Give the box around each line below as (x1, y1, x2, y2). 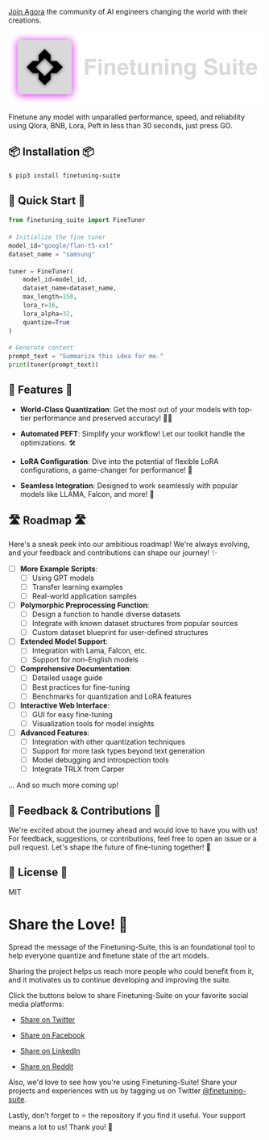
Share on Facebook (19, 1030, 85, 1040)
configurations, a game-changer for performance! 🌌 (19, 465, 193, 474)
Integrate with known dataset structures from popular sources (31, 619, 238, 628)
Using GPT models (31, 573, 95, 583)
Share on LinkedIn (19, 1046, 81, 1055)
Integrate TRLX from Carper (31, 764, 125, 774)
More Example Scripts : (19, 564, 98, 574)
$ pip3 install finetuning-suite (8, 171, 121, 180)
